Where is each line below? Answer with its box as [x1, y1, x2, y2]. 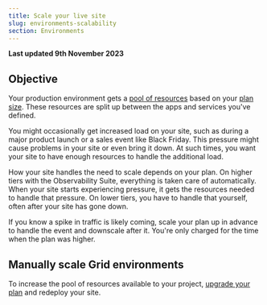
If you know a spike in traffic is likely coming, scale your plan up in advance [8, 217, 259, 227]
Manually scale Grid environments [8, 258, 184, 271]
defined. [8, 110, 36, 121]
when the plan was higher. [8, 234, 96, 244]
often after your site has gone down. [8, 202, 129, 212]
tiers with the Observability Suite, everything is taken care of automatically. [8, 176, 257, 186]
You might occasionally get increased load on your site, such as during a [8, 126, 249, 136]
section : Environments [8, 27, 84, 35]
